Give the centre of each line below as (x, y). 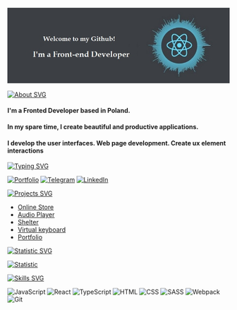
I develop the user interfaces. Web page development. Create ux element (117, 143)
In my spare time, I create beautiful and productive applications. (103, 126)
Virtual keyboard (42, 229)
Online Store (36, 207)
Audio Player (36, 215)
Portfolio (30, 237)
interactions (25, 150)
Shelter (28, 222)
